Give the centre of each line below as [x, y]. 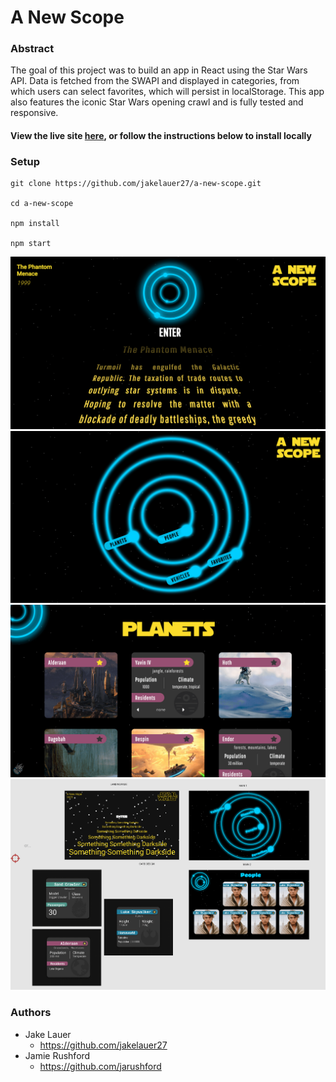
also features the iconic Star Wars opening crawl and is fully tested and [157, 102]
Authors [31, 1013]
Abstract [32, 49]
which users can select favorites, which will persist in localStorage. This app [167, 92]
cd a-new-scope [42, 204]
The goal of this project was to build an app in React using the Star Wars [159, 70]
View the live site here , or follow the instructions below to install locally [161, 136]
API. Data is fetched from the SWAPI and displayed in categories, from [155, 81]
